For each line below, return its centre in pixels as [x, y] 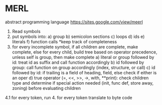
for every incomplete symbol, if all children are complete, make [75, 47]
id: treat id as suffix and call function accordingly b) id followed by [78, 62]
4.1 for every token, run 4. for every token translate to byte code [69, 97]
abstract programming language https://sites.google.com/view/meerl [74, 22]
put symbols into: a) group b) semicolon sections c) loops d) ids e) [78, 36]
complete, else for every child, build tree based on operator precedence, [85, 52]
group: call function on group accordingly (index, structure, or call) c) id [84, 67]
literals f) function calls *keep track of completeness [65, 41]
